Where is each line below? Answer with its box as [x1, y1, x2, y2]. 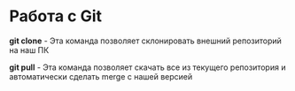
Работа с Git [9, 6, 103, 27]
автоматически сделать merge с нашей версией [9, 71, 193, 81]
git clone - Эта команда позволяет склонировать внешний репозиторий [9, 35, 282, 46]
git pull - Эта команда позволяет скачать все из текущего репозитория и [9, 62, 286, 72]
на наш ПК [9, 44, 50, 55]
